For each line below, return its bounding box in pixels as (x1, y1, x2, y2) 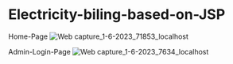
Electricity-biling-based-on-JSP (8, 6, 226, 24)
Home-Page (8, 32, 49, 41)
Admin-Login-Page (8, 47, 72, 56)
